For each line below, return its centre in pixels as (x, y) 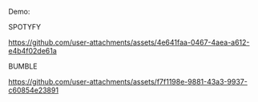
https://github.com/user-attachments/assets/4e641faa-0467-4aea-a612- (129, 42)
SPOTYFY (25, 27)
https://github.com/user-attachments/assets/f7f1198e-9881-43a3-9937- (128, 82)
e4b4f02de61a (33, 51)
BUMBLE (23, 66)
